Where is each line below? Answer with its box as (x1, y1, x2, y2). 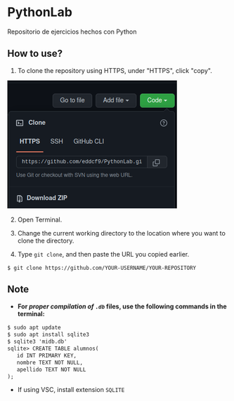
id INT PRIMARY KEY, (16, 352, 77, 359)
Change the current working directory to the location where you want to (17, 229, 226, 237)
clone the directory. (17, 236, 74, 245)
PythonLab (7, 4, 72, 20)
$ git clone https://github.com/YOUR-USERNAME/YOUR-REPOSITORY (7, 264, 197, 271)
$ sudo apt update (7, 324, 61, 331)
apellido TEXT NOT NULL (16, 366, 86, 373)
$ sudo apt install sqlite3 (7, 331, 90, 338)
